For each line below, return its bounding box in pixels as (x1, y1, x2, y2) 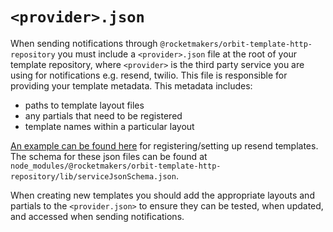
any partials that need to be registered (24, 109, 183, 122)
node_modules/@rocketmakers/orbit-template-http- (10, 161, 222, 171)
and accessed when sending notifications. (10, 210, 185, 222)
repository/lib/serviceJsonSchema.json (10, 171, 177, 182)
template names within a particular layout (24, 120, 195, 132)
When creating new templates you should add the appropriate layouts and (10, 189, 315, 201)
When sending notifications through (10, 37, 158, 49)
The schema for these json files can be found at (10, 150, 208, 162)
